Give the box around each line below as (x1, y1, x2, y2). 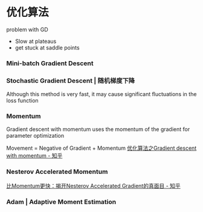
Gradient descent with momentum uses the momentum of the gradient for (6, 126, 190, 133)
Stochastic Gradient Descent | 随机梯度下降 (6, 76, 135, 85)
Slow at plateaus (14, 37, 57, 45)
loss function (6, 97, 39, 104)
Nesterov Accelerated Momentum (6, 167, 108, 176)
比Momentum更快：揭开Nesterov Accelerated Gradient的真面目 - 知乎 (6, 182, 181, 189)
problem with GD (6, 25, 48, 33)
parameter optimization (6, 132, 65, 140)
